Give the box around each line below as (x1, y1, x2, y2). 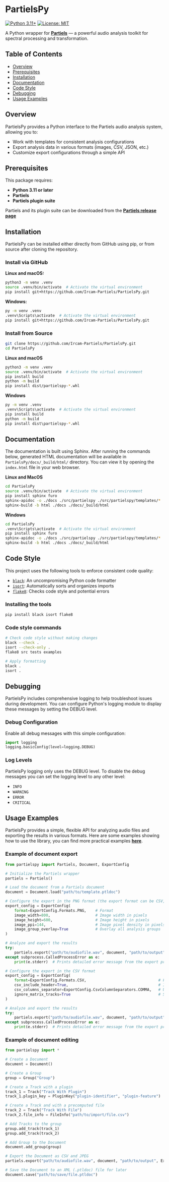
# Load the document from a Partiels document (5, 885, 105, 890)
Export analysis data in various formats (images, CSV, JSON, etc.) (12, 144, 149, 150)
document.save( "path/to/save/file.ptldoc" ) (5, 1172, 98, 1177)
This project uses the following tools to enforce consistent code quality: (5, 567, 153, 573)
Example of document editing (5, 1036, 79, 1043)
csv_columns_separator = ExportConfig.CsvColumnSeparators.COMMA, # (14, 987, 161, 992)
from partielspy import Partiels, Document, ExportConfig (5, 862, 129, 867)
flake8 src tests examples (5, 649, 62, 655)
